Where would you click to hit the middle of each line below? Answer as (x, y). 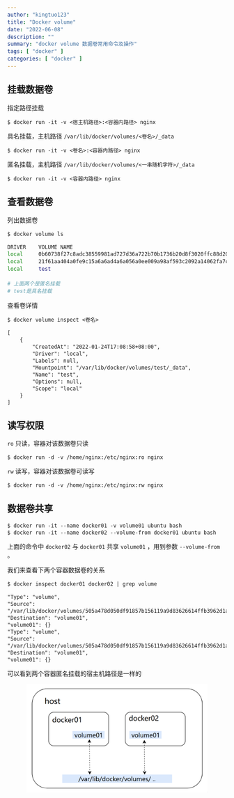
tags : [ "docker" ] (36, 52)
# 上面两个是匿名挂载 (34, 283)
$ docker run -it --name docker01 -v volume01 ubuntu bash (95, 526)
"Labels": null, (56, 361)
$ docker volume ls (36, 234)
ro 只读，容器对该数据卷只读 (48, 444)
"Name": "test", (56, 375)
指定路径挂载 (25, 107)
